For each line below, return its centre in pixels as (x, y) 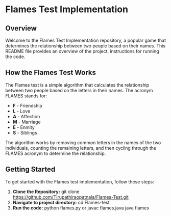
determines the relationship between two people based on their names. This (86, 46)
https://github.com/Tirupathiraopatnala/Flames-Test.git (71, 197)
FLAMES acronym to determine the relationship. (56, 153)
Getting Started (30, 169)
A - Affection (26, 116)
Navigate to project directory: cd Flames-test (61, 202)
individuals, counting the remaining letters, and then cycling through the (81, 148)
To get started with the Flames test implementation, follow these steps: (80, 181)
